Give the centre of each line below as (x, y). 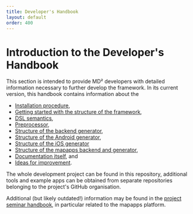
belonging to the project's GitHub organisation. (64, 187)
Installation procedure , (42, 106)
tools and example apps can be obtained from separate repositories (89, 181)
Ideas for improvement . (43, 163)
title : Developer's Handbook (42, 12)
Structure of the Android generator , (58, 137)
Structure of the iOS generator (52, 144)
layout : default (26, 17)
